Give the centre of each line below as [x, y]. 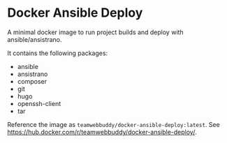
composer [32, 81]
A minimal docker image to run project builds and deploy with [95, 32]
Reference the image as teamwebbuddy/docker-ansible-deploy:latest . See [113, 124]
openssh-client [39, 103]
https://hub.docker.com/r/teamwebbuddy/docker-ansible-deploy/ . [102, 132]
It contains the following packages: [58, 53]
